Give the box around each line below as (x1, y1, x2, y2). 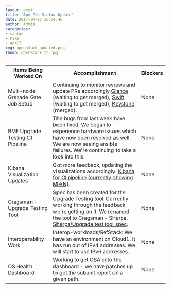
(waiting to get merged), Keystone (53, 100, 135, 107)
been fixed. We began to (53, 121, 112, 128)
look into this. (53, 153, 85, 160)
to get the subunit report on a (53, 269, 123, 276)
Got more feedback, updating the (53, 161, 132, 168)
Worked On (14, 72, 42, 80)
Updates (8, 177, 28, 184)
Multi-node (8, 87, 36, 94)
